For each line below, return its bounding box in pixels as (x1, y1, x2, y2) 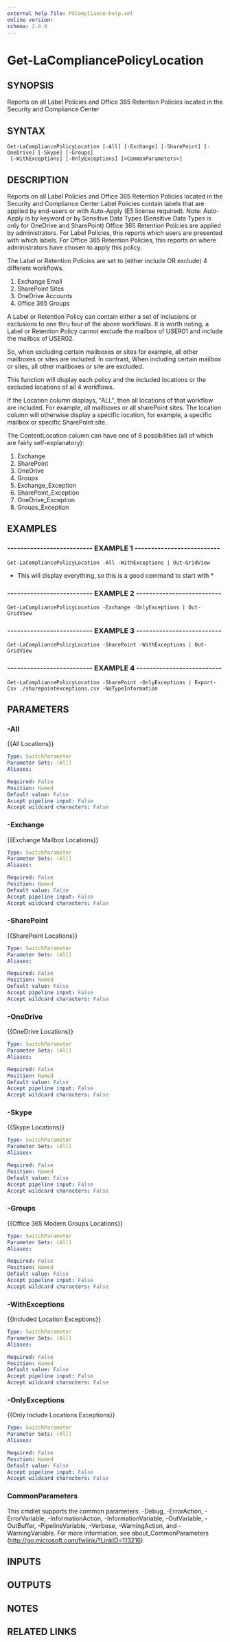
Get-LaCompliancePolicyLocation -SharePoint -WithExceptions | (7, 642, 192, 649)
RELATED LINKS (7, 1626, 77, 1638)
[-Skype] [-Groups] (37, 149, 94, 157)
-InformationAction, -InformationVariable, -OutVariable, (47, 1514, 204, 1522)
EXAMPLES (7, 523, 57, 535)
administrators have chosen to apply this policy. (7, 243, 142, 251)
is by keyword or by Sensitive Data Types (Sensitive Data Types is (25, 214, 211, 222)
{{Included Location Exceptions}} (7, 1315, 102, 1323)
